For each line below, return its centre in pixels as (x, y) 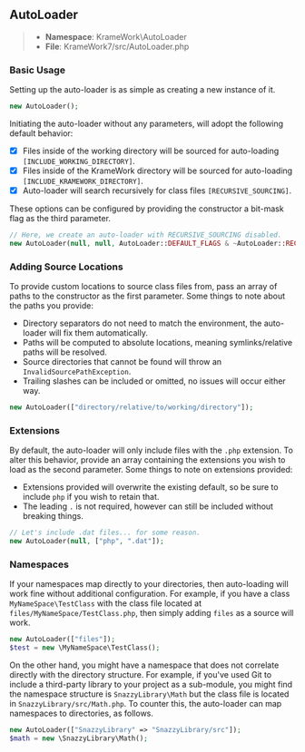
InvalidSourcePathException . (77, 372)
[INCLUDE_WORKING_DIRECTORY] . (79, 161)
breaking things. (53, 516)
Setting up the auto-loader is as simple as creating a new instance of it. (143, 90)
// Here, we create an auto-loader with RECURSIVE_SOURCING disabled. (146, 235)
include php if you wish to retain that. (91, 497)
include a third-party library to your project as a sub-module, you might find (151, 685)
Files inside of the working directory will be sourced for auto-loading (151, 151)
